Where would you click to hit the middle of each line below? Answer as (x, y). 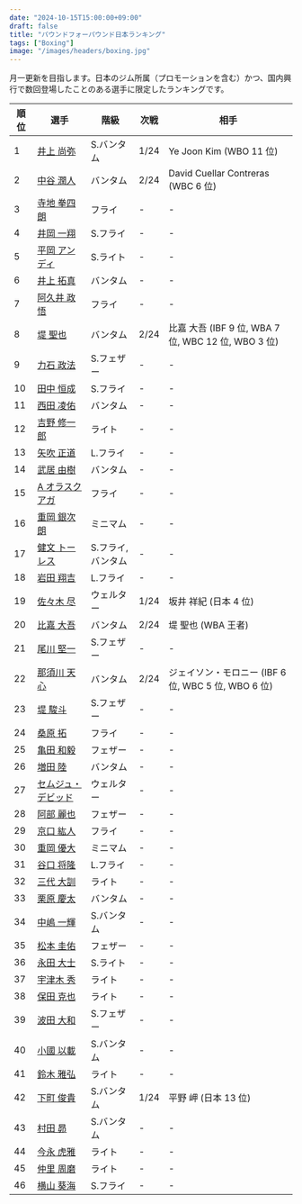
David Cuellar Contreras (219, 174)
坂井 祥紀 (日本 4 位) (211, 602)
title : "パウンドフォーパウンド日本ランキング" (88, 34)
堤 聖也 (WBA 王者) (209, 625)
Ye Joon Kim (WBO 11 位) (223, 151)
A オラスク (60, 487)
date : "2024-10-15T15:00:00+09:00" (76, 18)
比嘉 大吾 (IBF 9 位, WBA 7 (224, 328)
